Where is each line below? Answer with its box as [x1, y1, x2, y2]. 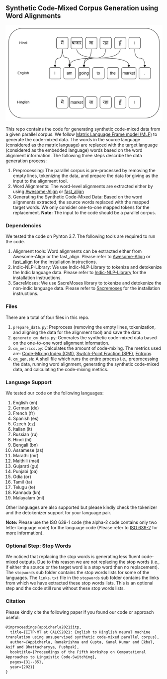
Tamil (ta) [12, 479, 33, 485]
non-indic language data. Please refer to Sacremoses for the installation [12, 286, 161, 291]
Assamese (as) [12, 447, 44, 453]
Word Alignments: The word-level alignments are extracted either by [12, 184, 153, 190]
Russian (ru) [12, 431, 38, 437]
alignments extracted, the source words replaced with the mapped [12, 199, 150, 205]
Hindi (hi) [12, 437, 32, 443]
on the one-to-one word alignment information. [12, 340, 110, 346]
